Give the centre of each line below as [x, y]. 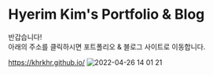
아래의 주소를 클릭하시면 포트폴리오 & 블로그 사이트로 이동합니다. [107, 46]
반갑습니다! [25, 37]
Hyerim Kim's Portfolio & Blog [106, 14]
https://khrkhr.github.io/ [46, 62]
